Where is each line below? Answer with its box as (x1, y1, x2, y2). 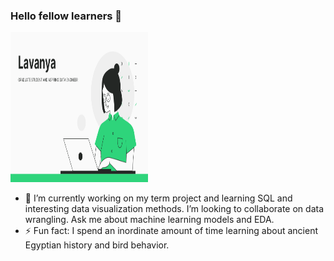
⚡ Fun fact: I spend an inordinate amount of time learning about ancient (24, 225, 318, 237)
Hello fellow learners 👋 (10, 9, 123, 23)
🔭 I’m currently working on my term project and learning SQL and (24, 192, 293, 204)
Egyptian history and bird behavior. (24, 239, 170, 251)
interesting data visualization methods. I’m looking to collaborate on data (24, 203, 325, 215)
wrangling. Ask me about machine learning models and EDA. (24, 214, 275, 226)
